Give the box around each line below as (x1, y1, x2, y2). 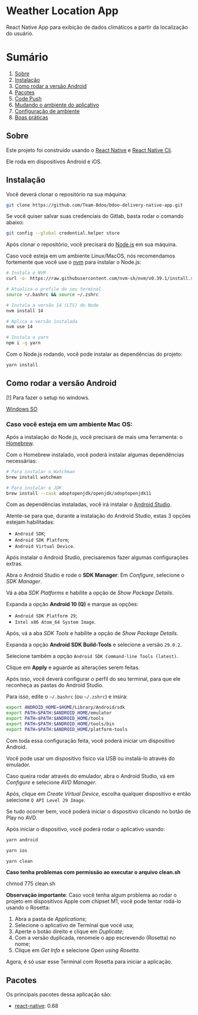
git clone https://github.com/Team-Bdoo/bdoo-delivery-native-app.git (6, 202, 183, 208)
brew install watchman (6, 474, 62, 480)
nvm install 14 (6, 308, 44, 313)
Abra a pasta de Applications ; (14, 915, 87, 923)
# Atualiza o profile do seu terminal (6, 286, 101, 292)
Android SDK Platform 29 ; (14, 612, 78, 619)
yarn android (6, 837, 38, 843)
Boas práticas (14, 114, 48, 121)
